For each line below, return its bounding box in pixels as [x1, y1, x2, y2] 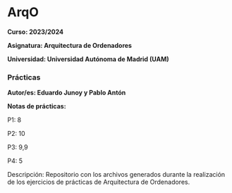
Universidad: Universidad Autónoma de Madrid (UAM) [7, 54, 169, 63]
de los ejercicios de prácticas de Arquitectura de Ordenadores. [7, 178, 190, 187]
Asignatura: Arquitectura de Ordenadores [7, 41, 133, 49]
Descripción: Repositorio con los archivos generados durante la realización [7, 170, 226, 179]
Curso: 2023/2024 [7, 27, 64, 36]
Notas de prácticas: [7, 102, 66, 111]
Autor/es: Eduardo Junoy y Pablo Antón [7, 89, 126, 97]
